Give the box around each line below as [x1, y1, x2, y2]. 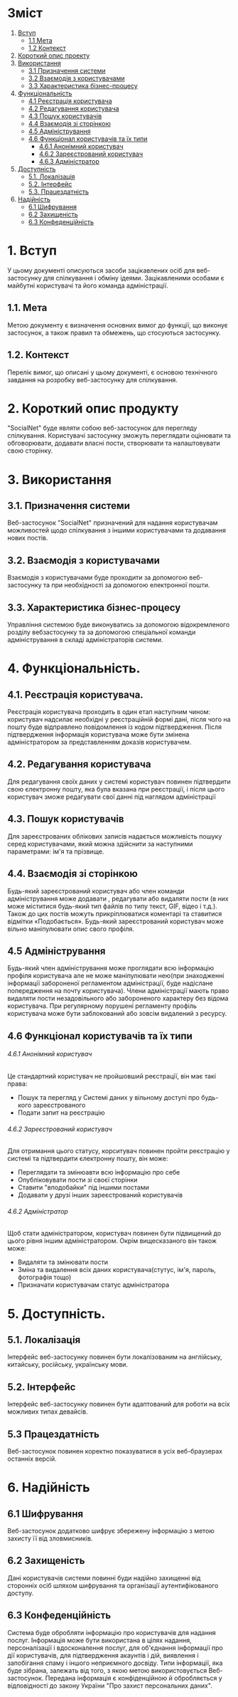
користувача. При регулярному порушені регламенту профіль [7, 1002, 198, 1010]
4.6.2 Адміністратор [7, 1207, 69, 1215]
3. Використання [7, 471, 112, 488]
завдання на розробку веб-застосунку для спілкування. [7, 375, 178, 384]
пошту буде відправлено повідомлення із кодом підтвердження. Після [7, 723, 222, 731]
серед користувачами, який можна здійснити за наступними [7, 839, 193, 848]
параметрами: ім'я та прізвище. [7, 847, 104, 856]
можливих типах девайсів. [7, 1407, 88, 1416]
